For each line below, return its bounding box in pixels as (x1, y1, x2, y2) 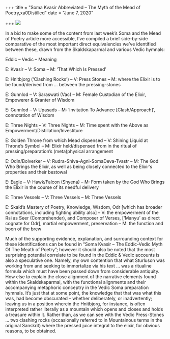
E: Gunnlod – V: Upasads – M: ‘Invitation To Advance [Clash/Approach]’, (5, 107, 155, 113)
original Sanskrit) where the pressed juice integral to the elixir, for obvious (5, 323, 160, 328)
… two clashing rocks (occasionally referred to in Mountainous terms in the (5, 317, 162, 323)
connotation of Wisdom (5, 112, 54, 118)
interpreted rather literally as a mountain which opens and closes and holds (5, 306, 163, 312)
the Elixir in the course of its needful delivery (5, 184, 99, 190)
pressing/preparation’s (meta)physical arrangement (5, 148, 114, 154)
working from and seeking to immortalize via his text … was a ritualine (5, 263, 152, 269)
